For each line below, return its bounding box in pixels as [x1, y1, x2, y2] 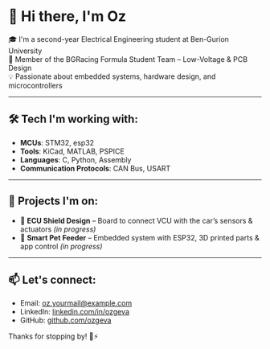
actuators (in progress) [19, 224, 96, 234]
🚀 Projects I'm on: [8, 195, 99, 208]
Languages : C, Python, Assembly [19, 154, 132, 164]
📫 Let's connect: [8, 273, 96, 286]
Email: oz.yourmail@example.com [19, 298, 133, 308]
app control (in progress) [19, 241, 103, 251]
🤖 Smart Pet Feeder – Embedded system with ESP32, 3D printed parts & [19, 232, 260, 242]
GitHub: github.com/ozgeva [19, 315, 112, 325]
